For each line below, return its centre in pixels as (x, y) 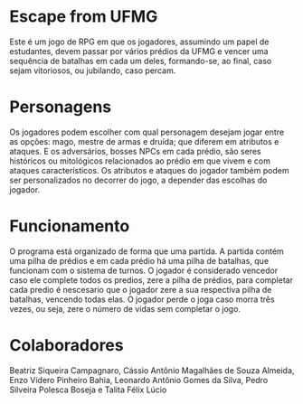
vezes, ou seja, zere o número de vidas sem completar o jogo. (125, 308)
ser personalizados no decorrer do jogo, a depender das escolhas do (138, 180)
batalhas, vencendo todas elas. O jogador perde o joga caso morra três (142, 299)
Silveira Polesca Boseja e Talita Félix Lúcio (88, 390)
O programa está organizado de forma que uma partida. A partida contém (147, 251)
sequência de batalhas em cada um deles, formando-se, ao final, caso (141, 61)
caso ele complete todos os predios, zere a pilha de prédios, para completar (151, 280)
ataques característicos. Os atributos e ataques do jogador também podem (149, 170)
